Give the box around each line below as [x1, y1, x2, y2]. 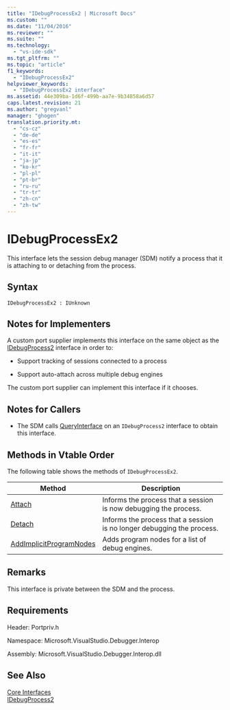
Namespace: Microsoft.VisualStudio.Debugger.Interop [7, 636, 159, 645]
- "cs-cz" [13, 125, 41, 132]
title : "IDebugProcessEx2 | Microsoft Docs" [7, 10, 136, 17]
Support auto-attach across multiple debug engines [16, 370, 163, 379]
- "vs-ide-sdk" [13, 49, 57, 56]
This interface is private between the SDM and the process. [7, 585, 175, 593]
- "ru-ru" [13, 183, 41, 190]
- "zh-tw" [13, 202, 41, 209]
